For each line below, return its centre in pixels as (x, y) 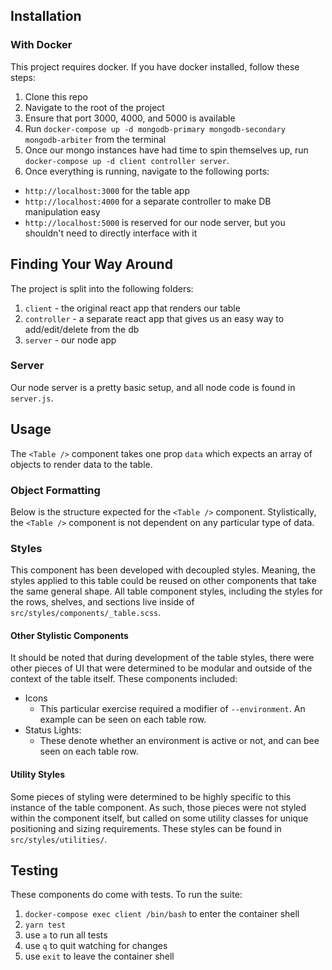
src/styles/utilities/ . (59, 839)
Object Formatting (55, 490)
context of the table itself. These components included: (124, 679)
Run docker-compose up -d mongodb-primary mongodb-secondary (155, 128)
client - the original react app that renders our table (132, 308)
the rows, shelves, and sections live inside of (102, 602)
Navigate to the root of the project (94, 107)
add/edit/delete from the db (82, 329)
